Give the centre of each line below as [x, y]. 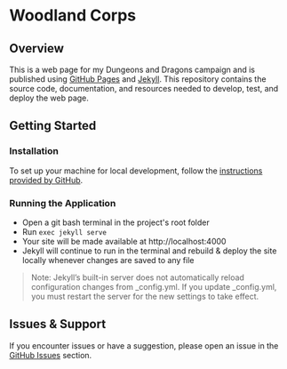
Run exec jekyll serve [64, 231]
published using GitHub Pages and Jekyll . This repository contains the [138, 79]
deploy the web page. [49, 98]
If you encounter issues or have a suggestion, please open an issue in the [144, 345]
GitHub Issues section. [51, 355]
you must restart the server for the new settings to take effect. [145, 296]
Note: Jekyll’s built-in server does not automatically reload [137, 277]
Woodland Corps [73, 16]
